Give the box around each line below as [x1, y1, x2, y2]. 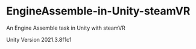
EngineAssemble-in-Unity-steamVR [6, 4, 191, 18]
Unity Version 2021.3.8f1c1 [6, 36, 72, 43]
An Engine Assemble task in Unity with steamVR [6, 24, 125, 31]
